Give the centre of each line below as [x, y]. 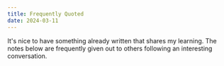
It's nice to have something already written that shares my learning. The [112, 40]
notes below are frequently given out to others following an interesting [110, 48]
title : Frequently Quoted [45, 14]
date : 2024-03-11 [33, 21]
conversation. [27, 56]
